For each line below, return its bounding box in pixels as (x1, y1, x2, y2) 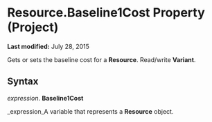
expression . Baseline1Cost (7, 94, 84, 102)
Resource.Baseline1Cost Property (7, 5, 206, 21)
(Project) (7, 19, 59, 35)
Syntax (7, 76, 39, 88)
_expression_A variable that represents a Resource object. (7, 107, 174, 115)
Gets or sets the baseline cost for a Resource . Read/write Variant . (7, 55, 196, 63)
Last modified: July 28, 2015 (7, 42, 90, 50)
